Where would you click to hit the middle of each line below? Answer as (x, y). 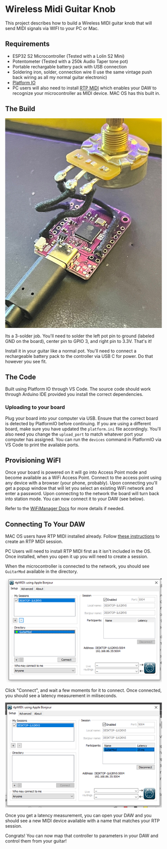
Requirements (27, 44)
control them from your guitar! (36, 841)
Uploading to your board (35, 407)
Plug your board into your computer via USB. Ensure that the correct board (82, 418)
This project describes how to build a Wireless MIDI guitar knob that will (79, 23)
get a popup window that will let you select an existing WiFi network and (79, 488)
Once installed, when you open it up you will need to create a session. (77, 557)
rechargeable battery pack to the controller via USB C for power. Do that (79, 356)
